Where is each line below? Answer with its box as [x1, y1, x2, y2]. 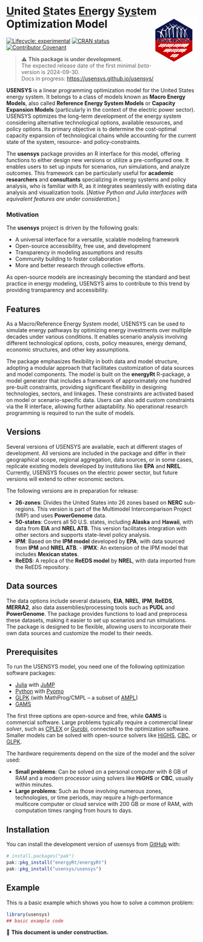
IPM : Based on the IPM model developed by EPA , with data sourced [15, 538, 185, 545]
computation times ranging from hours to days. [15, 807, 133, 814]
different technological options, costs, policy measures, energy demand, [6, 340, 187, 347]
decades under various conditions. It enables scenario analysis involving [6, 333, 188, 341]
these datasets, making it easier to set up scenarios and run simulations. [6, 616, 187, 624]
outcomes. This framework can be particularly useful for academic [6, 169, 174, 177]
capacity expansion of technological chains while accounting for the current [6, 132, 196, 139]
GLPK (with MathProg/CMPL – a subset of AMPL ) [15, 694, 138, 701]
